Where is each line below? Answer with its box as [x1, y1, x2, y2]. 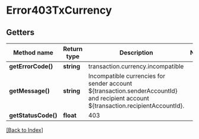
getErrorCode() [9, 62, 53, 70]
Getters [6, 27, 35, 37]
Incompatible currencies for [88, 72, 166, 80]
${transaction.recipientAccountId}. [88, 102, 185, 110]
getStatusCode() [9, 111, 57, 119]
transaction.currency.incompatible [88, 62, 184, 70]
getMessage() [9, 87, 50, 95]
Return [63, 45, 83, 53]
